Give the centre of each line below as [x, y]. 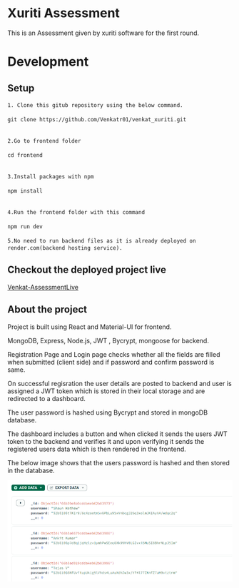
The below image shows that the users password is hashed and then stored [119, 462]
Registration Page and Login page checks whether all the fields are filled [114, 354]
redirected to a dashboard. [46, 398]
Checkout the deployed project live [87, 270]
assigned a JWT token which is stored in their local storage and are [106, 391]
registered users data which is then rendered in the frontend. [97, 449]
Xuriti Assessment [63, 13]
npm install [25, 191]
